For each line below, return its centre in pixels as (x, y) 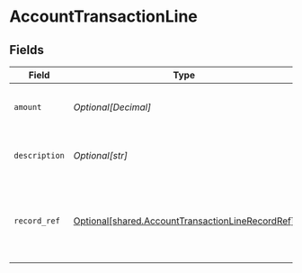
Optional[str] (101, 155)
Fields (27, 50)
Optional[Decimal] (112, 107)
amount (28, 107)
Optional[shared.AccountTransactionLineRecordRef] (184, 221)
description (40, 155)
